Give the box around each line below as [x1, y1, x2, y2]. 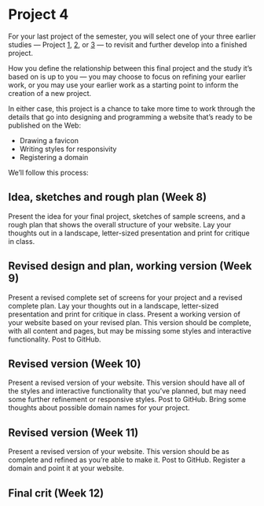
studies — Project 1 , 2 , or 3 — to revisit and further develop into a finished [8, 39, 247, 49]
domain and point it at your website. [8, 464, 124, 473]
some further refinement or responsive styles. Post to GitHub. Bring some [8, 395, 247, 404]
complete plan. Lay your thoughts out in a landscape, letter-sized [8, 301, 219, 310]
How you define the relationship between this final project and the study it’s [8, 63, 253, 72]
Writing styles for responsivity [19, 144, 117, 153]
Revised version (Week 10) [8, 356, 141, 371]
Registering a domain [19, 152, 89, 162]
